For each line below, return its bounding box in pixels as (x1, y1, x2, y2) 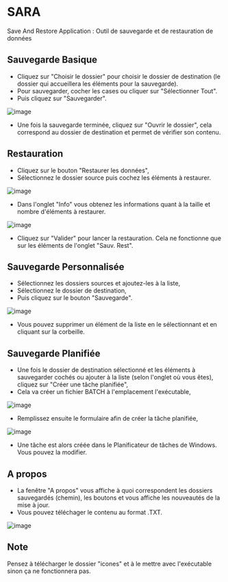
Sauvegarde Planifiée (7, 347, 101, 359)
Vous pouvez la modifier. (16, 448, 88, 456)
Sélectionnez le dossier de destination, (16, 286, 127, 295)
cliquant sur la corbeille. (16, 327, 86, 336)
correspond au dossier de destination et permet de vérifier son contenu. (16, 128, 221, 136)
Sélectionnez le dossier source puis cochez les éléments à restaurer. (16, 173, 211, 182)
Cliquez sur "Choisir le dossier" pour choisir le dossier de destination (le (16, 72, 221, 80)
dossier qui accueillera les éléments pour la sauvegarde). (16, 80, 179, 88)
